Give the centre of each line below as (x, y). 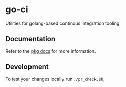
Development (27, 67)
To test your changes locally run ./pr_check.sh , (55, 79)
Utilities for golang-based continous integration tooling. (63, 23)
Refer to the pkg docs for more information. (51, 51)
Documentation (30, 39)
